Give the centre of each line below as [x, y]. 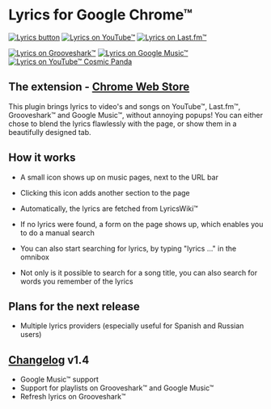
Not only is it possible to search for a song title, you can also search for [139, 272]
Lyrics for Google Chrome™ [100, 15]
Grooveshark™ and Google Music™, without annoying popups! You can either [135, 115]
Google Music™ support [59, 379]
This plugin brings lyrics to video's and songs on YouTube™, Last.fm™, [125, 106]
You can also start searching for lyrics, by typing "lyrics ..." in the [128, 248]
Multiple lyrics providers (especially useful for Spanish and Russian [132, 326]
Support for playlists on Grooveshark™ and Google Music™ [117, 388]
